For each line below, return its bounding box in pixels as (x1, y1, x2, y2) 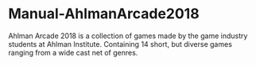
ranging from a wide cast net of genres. (8, 48, 138, 57)
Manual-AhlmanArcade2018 (8, 5, 200, 23)
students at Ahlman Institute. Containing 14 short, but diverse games (8, 39, 233, 48)
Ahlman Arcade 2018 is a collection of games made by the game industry (8, 31, 248, 40)
